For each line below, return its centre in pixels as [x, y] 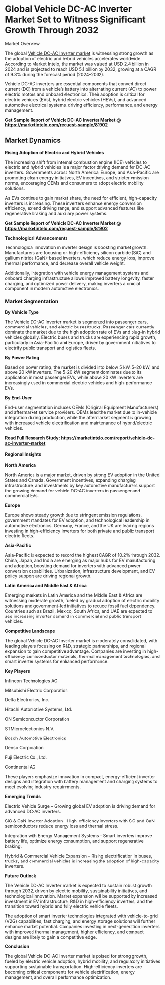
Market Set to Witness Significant [76, 20]
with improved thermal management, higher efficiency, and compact [75, 932]
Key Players [18, 671]
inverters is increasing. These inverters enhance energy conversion [73, 203]
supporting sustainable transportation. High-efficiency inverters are [74, 967]
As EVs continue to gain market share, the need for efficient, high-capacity [81, 198]
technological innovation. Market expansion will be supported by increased [81, 896]
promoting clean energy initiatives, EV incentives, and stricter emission [77, 178]
